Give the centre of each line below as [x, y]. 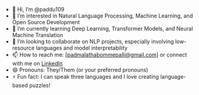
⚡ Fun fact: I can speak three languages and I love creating [86, 77]
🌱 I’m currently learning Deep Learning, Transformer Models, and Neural [102, 28]
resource [23, 48]
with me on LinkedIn [37, 63]
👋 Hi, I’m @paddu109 [38, 9]
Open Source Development [46, 22]
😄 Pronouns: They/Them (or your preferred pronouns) [80, 70]
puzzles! [40, 85]
